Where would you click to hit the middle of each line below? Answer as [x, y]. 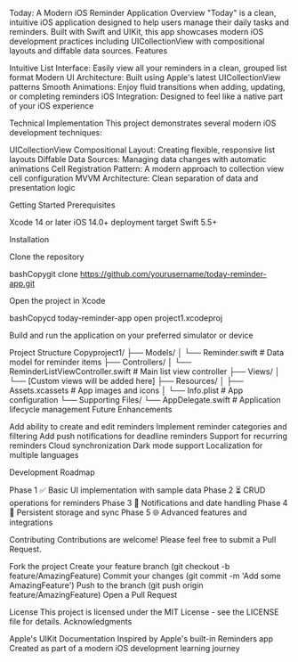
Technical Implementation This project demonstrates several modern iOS [143, 123]
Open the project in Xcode [57, 301]
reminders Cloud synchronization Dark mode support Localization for [136, 445]
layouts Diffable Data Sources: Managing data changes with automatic [138, 159]
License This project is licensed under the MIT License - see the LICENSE [144, 612]
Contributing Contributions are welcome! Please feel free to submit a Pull [143, 539]
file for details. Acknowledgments [71, 621]
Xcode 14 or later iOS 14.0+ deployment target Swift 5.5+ [113, 222]
